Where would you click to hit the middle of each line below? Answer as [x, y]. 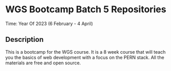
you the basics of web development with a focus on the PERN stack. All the [85, 57]
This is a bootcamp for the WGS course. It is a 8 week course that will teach [85, 52]
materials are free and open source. [43, 63]
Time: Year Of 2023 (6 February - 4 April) [49, 23]
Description [24, 40]
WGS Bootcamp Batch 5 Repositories [86, 9]
